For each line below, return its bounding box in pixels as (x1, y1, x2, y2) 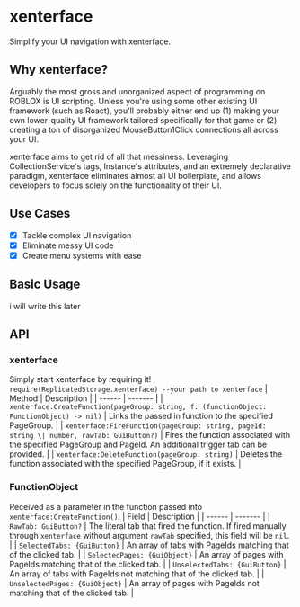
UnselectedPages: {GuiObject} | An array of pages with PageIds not (9, 577, 260, 588)
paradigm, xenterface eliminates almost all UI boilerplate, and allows (9, 170, 262, 181)
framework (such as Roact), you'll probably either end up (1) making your (9, 105, 280, 116)
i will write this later (9, 300, 81, 311)
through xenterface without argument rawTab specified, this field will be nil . (9, 530, 290, 540)
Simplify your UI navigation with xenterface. (9, 36, 172, 47)
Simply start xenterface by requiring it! (9, 374, 152, 385)
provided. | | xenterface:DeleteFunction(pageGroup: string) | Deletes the (9, 449, 283, 460)
